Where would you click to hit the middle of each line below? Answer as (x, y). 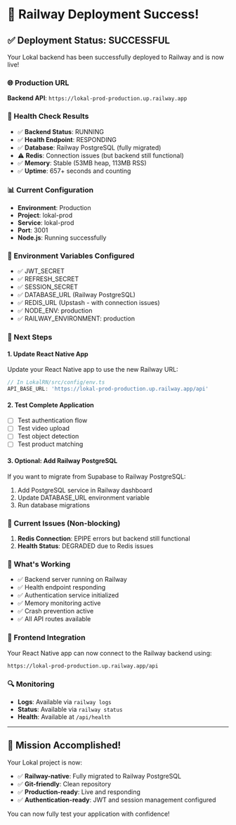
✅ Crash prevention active (55, 611)
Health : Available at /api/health (64, 717)
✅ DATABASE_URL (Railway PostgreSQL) (76, 295)
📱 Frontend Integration (46, 637)
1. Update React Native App (48, 353)
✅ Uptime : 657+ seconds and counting (74, 171)
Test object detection (48, 436)
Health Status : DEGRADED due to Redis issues (85, 546)
